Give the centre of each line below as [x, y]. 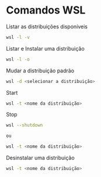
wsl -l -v [18, 37]
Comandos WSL [46, 10]
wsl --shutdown [25, 125]
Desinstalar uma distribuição [40, 158]
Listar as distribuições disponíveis [47, 26]
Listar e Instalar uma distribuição [45, 48]
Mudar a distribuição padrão [40, 71]
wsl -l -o [18, 59]
